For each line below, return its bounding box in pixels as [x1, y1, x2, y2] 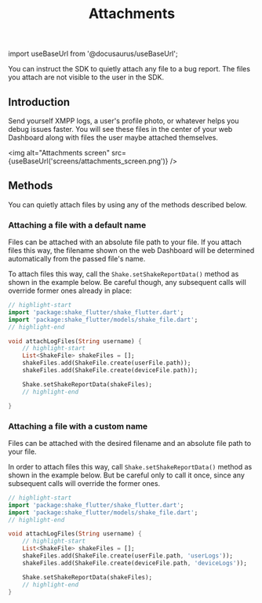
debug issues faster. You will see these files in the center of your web [8, 125, 233, 133]
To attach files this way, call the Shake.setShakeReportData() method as [8, 269, 239, 279]
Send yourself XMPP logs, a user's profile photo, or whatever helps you [8, 116, 239, 126]
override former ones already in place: [8, 286, 132, 295]
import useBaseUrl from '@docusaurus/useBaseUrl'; [8, 49, 178, 59]
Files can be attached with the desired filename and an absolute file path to [8, 438, 252, 448]
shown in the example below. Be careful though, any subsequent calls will [8, 278, 247, 287]
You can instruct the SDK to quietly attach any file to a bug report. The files [8, 64, 251, 74]
